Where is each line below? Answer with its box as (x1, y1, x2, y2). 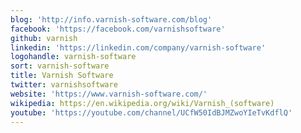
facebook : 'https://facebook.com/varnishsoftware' (10, 24, 226, 34)
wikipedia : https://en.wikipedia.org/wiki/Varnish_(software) (10, 98, 275, 108)
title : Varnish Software (10, 71, 114, 81)
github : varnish (10, 33, 78, 43)
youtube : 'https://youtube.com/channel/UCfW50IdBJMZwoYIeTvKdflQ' (10, 107, 293, 118)
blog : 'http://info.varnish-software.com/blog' (10, 14, 213, 25)
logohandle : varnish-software (10, 52, 137, 62)
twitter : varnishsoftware (10, 80, 118, 90)
